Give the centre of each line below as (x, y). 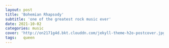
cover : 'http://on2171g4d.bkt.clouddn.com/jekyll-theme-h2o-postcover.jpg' (86, 33)
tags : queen (20, 38)
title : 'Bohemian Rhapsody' (35, 14)
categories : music (24, 28)
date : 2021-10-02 (23, 24)
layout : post (19, 10)
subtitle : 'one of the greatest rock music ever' (58, 19)
